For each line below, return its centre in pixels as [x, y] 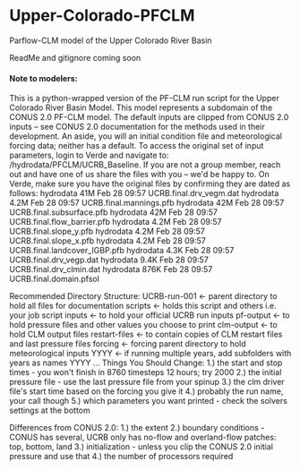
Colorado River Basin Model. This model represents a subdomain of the [141, 107]
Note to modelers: [43, 78]
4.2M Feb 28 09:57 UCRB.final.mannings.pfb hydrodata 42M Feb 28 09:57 [147, 203]
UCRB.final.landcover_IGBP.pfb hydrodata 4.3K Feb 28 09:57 [122, 251]
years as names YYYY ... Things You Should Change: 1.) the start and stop [146, 363]
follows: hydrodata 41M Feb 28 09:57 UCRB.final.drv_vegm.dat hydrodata [144, 193]
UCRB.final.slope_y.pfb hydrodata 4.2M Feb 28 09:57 [107, 231]
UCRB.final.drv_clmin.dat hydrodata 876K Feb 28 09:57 [111, 269]
